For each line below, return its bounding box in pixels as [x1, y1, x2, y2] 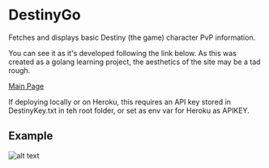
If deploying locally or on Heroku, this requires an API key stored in [8, 97, 231, 106]
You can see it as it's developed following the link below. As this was [8, 48, 237, 58]
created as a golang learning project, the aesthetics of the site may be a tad [8, 57, 261, 67]
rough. [8, 65, 31, 75]
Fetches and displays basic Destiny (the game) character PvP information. [8, 32, 256, 42]
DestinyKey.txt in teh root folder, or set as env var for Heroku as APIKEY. [8, 106, 250, 115]
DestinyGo [8, 6, 81, 24]
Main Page [8, 81, 45, 91]
